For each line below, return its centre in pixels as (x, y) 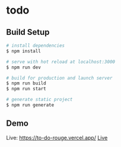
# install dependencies (36, 45)
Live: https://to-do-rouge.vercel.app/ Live (57, 138)
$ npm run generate (30, 105)
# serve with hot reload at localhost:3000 (61, 62)
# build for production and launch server (59, 78)
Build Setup (28, 32)
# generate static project (39, 100)
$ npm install (24, 51)
